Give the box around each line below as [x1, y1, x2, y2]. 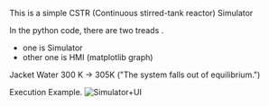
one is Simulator [22, 42, 83, 53]
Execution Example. [9, 87, 83, 97]
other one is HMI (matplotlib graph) [22, 52, 153, 62]
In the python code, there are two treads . [9, 25, 164, 35]
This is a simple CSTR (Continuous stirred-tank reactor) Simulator [9, 8, 254, 18]
